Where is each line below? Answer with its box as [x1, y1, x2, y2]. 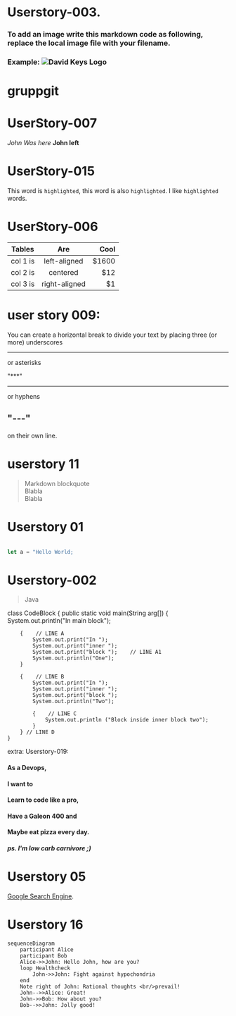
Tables [11, 244, 34, 254]
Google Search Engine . [7, 892, 74, 900]
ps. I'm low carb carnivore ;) [7, 844, 91, 853]
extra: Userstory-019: [7, 748, 69, 756]
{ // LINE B [20, 674, 65, 681]
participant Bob [20, 952, 68, 959]
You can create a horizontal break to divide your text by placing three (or [7, 330, 218, 339]
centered [48, 268, 79, 278]
